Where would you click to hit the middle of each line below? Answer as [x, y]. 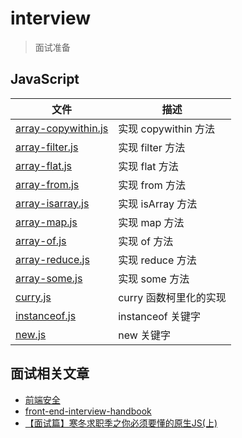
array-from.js [47, 184]
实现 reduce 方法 [157, 260]
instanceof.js [46, 315]
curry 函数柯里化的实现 [172, 297]
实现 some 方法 [154, 279]
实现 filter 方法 [152, 147]
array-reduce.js [52, 259]
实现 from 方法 [152, 185]
